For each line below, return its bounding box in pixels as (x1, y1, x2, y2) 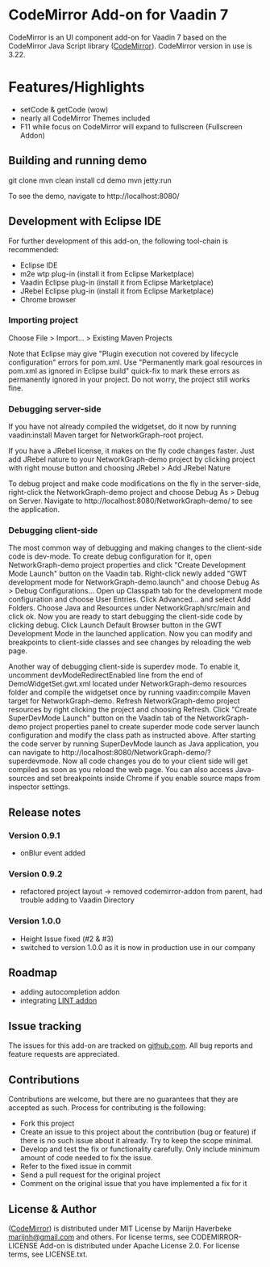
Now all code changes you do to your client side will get (62, 756, 248, 766)
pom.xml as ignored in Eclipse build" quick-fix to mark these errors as (8, 365, 240, 375)
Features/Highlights (8, 78, 145, 96)
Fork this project (19, 1118, 75, 1129)
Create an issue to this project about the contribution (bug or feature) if (19, 1127, 256, 1137)
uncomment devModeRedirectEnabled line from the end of (8, 670, 203, 680)
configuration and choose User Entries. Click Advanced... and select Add (8, 594, 251, 604)
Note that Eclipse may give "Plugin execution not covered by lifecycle (8, 348, 239, 358)
